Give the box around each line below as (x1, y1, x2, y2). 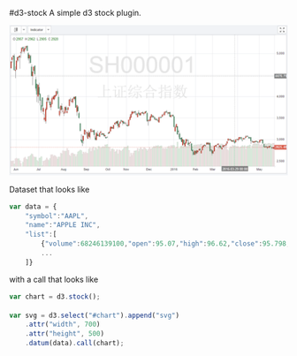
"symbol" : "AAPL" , (25, 211, 89, 220)
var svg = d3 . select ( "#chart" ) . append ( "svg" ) (9, 311, 179, 320)
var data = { (9, 202, 57, 211)
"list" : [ (25, 230, 57, 239)
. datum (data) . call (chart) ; (25, 339, 125, 348)
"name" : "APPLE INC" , (25, 221, 101, 230)
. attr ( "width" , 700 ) (25, 320, 101, 329)
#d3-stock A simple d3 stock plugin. (9, 8, 141, 18)
